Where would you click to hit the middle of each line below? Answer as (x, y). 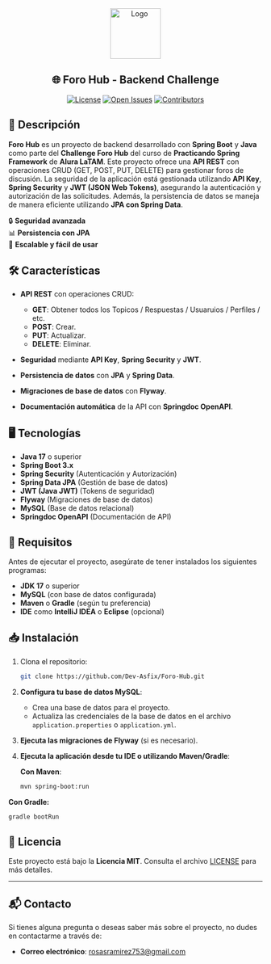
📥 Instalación (44, 638)
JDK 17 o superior (50, 586)
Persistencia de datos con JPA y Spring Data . (97, 376)
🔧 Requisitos (40, 542)
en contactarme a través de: (55, 936)
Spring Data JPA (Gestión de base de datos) (94, 482)
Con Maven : (41, 772)
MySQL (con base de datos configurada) (88, 595)
